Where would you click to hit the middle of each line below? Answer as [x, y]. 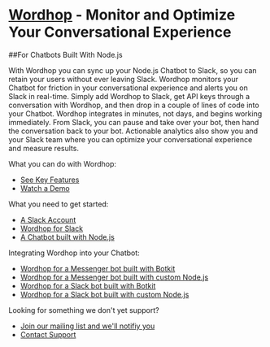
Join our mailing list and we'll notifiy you [87, 326]
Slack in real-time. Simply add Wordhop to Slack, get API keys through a [129, 96]
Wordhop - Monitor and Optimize [122, 15]
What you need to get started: [59, 204]
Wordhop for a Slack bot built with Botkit [88, 285]
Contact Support [48, 334]
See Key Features [50, 180]
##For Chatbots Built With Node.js [66, 54]
